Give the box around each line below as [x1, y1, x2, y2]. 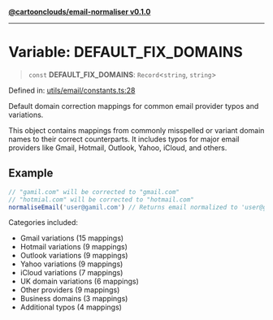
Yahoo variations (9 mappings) [19, 259, 123, 269]
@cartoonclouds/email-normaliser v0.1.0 [8, 7, 151, 16]
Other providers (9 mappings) [19, 285, 120, 295]
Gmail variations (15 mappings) [19, 233, 124, 243]
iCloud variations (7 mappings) [19, 268, 123, 278]
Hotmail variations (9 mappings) [19, 242, 128, 252]
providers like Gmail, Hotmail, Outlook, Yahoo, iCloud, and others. [8, 142, 227, 153]
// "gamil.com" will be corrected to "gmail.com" [8, 188, 180, 196]
